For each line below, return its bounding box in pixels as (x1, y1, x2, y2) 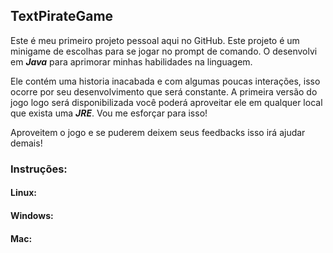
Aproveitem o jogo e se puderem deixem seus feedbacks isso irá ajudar (10, 126, 306, 138)
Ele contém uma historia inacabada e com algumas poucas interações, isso (10, 75, 321, 87)
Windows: (10, 209, 54, 221)
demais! (10, 137, 43, 149)
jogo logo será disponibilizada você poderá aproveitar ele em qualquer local (10, 96, 323, 108)
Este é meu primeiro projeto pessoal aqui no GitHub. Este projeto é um (10, 34, 300, 46)
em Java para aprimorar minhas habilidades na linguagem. (10, 55, 253, 68)
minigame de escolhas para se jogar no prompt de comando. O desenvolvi (10, 45, 318, 57)
